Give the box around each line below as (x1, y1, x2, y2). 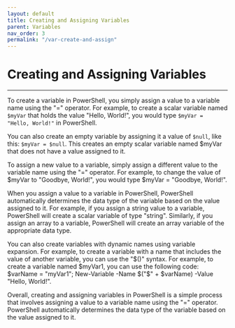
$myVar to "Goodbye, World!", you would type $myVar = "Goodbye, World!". (7, 176, 227, 184)
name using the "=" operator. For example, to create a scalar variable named (7, 104, 228, 112)
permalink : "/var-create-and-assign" (7, 36, 117, 43)
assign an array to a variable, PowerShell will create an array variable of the (7, 219, 225, 228)
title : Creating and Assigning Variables (7, 17, 130, 24)
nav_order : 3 (7, 29, 45, 37)
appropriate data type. (7, 226, 72, 235)
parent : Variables (7, 23, 61, 30)
